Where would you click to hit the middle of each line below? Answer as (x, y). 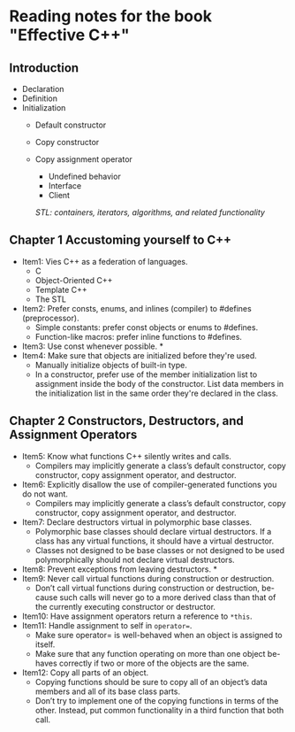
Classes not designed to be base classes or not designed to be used (160, 550)
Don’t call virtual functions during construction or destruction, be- (155, 588)
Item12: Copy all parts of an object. (85, 672)
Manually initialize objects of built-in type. (111, 365)
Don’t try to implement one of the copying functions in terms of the (157, 700)
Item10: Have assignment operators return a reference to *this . (137, 616)
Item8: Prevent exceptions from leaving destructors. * (120, 569)
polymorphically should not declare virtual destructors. (135, 559)
